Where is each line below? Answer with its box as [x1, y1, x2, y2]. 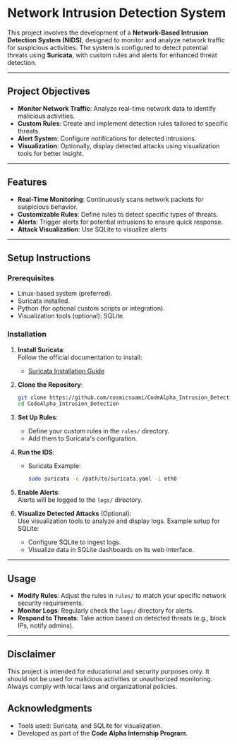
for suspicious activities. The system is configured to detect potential [7, 43, 208, 52]
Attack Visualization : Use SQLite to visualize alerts [17, 224, 167, 234]
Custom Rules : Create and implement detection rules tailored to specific [17, 119, 229, 128]
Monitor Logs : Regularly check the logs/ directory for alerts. [17, 606, 194, 615]
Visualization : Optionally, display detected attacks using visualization [17, 141, 220, 150]
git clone [17, 394, 47, 401]
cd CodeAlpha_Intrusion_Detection [17, 400, 119, 407]
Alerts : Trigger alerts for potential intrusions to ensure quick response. [17, 217, 224, 226]
